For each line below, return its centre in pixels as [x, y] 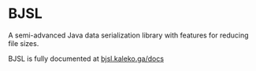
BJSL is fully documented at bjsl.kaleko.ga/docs [86, 59]
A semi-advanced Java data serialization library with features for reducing [129, 35]
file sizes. [24, 43]
